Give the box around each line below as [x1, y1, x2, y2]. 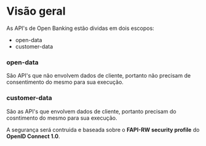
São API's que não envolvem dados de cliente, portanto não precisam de [6, 72, 191, 79]
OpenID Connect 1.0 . [6, 133, 60, 140]
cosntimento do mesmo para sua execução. [6, 114, 117, 122]
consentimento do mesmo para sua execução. [6, 78, 124, 86]
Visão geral [6, 4, 66, 18]
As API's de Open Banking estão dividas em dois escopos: [6, 24, 155, 32]
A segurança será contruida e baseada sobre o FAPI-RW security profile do [6, 126, 200, 133]
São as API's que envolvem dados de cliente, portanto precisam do [6, 108, 176, 115]
